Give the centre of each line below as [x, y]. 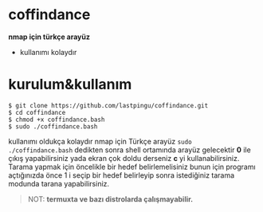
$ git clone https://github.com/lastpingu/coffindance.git [108, 105]
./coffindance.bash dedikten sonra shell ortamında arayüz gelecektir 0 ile [130, 150]
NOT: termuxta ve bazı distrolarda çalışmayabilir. [110, 199]
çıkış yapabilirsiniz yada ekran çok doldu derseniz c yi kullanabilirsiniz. [124, 158]
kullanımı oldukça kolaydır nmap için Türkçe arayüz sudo [100, 141]
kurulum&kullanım [70, 84]
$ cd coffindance [37, 112]
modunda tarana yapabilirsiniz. [59, 183]
